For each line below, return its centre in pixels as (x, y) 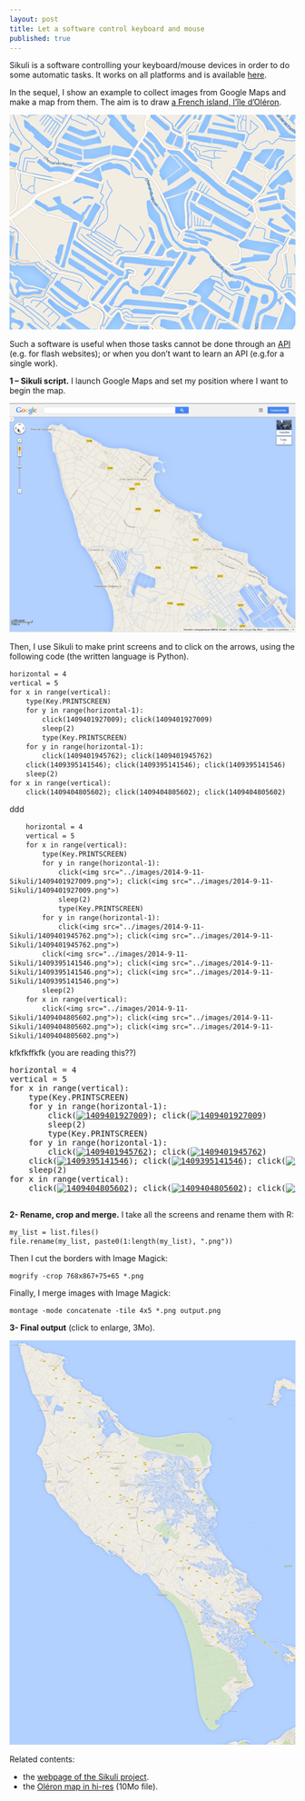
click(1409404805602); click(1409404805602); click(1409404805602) (156, 792)
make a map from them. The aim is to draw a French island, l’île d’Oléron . (146, 102)
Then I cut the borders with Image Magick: (89, 1259)
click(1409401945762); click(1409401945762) (128, 756)
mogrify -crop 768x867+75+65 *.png (77, 1277)
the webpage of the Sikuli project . (86, 1777)
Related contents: (42, 1759)
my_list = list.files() (54, 1233)
